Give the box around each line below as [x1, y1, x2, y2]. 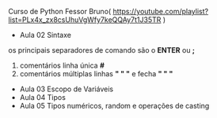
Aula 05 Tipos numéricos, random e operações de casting [19, 101, 210, 110]
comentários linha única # [19, 61, 105, 70]
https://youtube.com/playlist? [112, 7, 208, 16]
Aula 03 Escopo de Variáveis [19, 84, 113, 94]
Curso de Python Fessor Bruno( [8, 7, 112, 16]
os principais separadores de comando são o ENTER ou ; [8, 46, 196, 54]
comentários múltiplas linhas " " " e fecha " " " [19, 69, 173, 78]
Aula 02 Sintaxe [19, 31, 71, 39]
